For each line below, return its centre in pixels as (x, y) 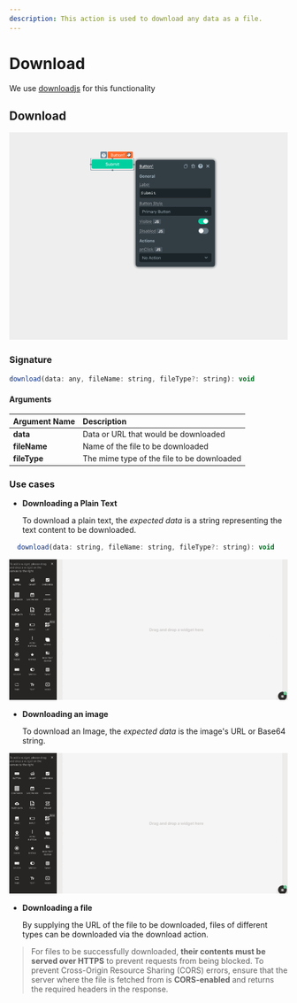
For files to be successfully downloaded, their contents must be (148, 952)
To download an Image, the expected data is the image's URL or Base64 (154, 731)
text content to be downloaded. (79, 530)
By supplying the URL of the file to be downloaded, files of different (145, 925)
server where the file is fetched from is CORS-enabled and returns (152, 980)
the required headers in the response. (99, 989)
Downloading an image (65, 714)
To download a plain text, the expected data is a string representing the (152, 521)
